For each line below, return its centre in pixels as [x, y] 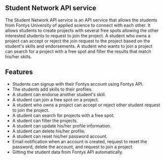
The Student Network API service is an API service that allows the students [81, 20]
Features [19, 72]
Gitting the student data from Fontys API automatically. [68, 152]
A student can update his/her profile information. [62, 126]
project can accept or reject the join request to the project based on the [78, 41]
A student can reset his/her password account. [60, 136]
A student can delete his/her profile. [49, 131]
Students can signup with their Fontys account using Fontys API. [78, 84]
